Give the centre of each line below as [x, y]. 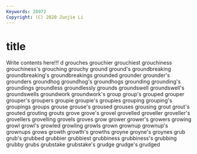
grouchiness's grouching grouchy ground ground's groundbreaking [89, 69]
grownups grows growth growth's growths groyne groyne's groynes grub [96, 132]
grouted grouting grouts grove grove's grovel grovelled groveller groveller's [98, 113]
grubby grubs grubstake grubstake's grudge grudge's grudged [83, 145]
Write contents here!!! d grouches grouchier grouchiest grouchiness [89, 63]
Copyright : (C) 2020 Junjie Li [45, 17]
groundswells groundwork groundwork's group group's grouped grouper [96, 94]
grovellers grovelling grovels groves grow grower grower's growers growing [99, 120]
